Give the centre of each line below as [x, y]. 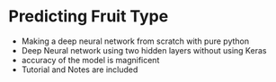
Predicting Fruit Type [89, 16]
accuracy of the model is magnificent [90, 60]
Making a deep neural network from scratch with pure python [135, 41]
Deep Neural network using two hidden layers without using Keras [144, 50]
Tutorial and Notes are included [80, 70]
